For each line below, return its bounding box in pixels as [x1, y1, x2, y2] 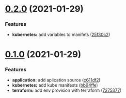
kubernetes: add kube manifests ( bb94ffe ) [12, 82, 98, 88]
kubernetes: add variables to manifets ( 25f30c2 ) [12, 32, 110, 37]
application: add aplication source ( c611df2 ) [12, 77, 101, 83]
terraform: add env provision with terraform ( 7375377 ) [12, 87, 122, 93]
